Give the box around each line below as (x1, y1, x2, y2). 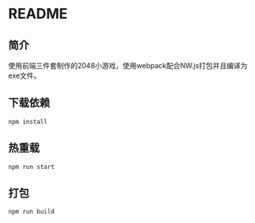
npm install (8, 117, 48, 125)
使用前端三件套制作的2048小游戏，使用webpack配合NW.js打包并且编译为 (8, 61, 248, 70)
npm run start (8, 163, 55, 171)
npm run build (8, 208, 55, 216)
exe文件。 (8, 71, 41, 80)
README (8, 5, 68, 23)
